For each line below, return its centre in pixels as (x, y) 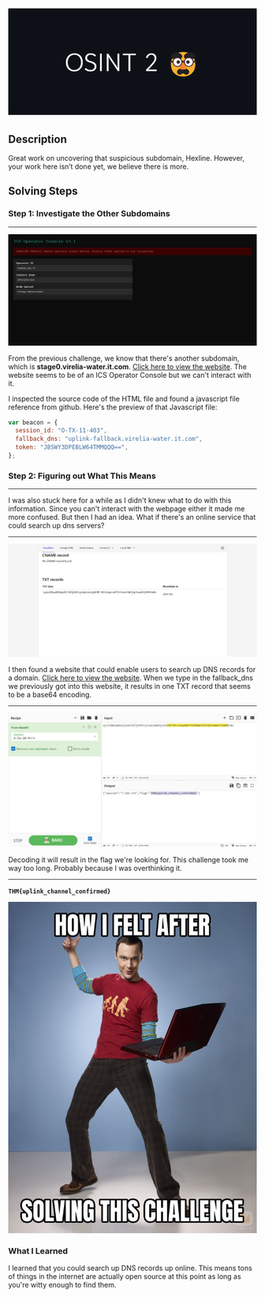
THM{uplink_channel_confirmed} (60, 891)
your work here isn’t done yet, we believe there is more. (99, 166)
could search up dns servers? (56, 525)
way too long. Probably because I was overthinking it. (95, 869)
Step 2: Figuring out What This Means (82, 476)
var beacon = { (33, 422)
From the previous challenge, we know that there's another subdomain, (124, 358)
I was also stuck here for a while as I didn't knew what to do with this (120, 500)
